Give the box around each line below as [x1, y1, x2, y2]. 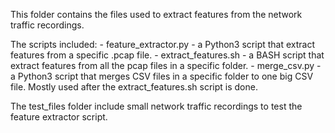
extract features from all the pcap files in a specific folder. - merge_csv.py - [10, 60, 322, 71]
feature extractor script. [10, 111, 108, 123]
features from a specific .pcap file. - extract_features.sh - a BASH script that [10, 49, 325, 61]
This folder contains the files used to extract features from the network [10, 9, 303, 20]
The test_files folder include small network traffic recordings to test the [10, 100, 303, 112]
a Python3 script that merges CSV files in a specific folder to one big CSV [10, 70, 314, 82]
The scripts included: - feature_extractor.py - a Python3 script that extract [10, 39, 316, 50]
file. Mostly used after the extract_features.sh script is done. [10, 81, 258, 93]
